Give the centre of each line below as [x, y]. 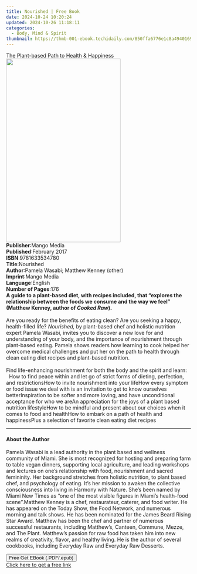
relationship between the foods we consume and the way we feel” [88, 301]
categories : [21, 28]
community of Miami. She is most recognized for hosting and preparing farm [98, 458]
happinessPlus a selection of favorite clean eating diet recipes [81, 420]
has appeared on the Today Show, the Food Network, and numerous [89, 508]
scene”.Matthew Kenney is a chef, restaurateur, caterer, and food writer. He [97, 502]
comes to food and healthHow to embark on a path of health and [84, 414]
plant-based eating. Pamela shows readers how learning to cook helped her [98, 345]
